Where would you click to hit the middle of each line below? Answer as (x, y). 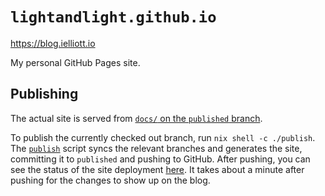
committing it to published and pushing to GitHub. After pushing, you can (160, 159)
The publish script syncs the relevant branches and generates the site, (156, 148)
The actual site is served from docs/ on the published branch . (136, 118)
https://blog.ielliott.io (53, 43)
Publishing (44, 94)
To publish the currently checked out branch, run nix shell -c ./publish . (163, 137)
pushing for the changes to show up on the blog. (110, 180)
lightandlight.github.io (113, 17)
